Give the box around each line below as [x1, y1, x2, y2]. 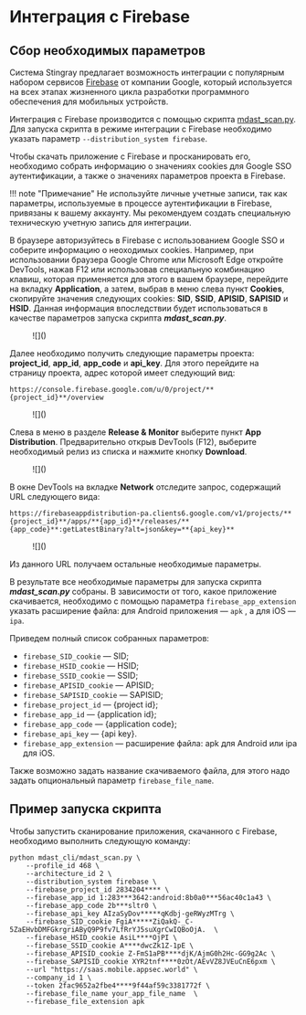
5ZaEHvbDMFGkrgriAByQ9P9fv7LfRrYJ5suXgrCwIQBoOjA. [9, 925, 206, 934]
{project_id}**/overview [9, 393, 104, 402]
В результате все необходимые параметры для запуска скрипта [9, 576, 262, 587]
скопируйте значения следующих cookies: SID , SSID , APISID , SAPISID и [9, 293, 289, 303]
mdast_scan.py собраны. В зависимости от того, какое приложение [9, 587, 277, 597]
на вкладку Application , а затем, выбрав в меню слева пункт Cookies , [9, 283, 285, 294]
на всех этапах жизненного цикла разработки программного [9, 87, 249, 97]
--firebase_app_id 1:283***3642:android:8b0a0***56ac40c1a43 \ [26, 893, 272, 902]
